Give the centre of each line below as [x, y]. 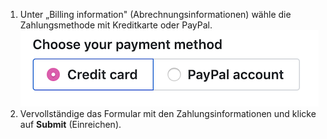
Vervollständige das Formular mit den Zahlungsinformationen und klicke [168, 113]
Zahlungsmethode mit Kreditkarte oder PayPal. [116, 25]
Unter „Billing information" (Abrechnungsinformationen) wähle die [155, 14]
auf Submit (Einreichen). [70, 124]
